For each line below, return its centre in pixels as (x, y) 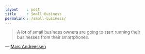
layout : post (23, 9)
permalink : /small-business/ (36, 18)
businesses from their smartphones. (53, 37)
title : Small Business (33, 14)
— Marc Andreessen (25, 47)
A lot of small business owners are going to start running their (79, 32)
